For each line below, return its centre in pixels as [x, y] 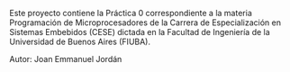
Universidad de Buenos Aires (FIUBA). [80, 41]
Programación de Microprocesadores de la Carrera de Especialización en [145, 22]
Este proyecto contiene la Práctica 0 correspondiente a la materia [131, 13]
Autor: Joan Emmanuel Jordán [66, 59]
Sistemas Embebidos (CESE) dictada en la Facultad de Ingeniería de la [140, 32]
